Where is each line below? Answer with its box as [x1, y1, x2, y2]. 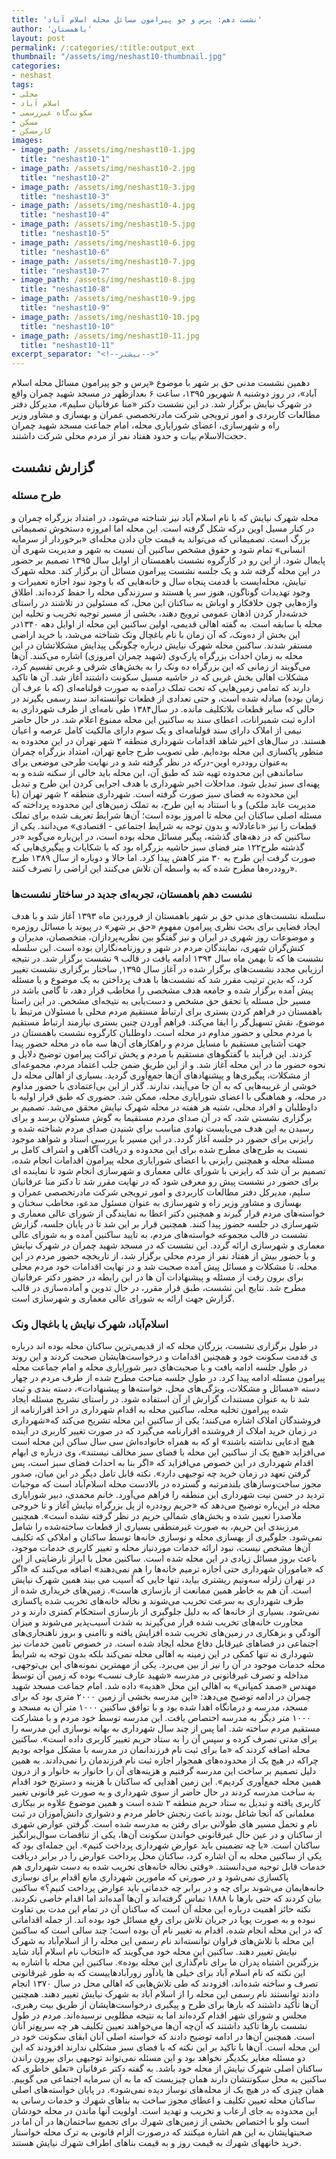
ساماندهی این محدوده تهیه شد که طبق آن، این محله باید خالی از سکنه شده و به [11, 766, 304, 778]
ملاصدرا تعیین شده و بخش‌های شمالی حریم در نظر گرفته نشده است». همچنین [11, 1510, 303, 1522]
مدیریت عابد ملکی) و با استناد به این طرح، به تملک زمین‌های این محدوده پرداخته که [11, 798, 316, 810]
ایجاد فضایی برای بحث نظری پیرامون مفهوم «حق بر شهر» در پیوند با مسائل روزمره [11, 921, 321, 933]
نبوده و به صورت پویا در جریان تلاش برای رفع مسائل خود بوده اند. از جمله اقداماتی [11, 1914, 316, 1926]
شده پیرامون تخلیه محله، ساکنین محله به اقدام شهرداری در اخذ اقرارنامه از [11, 1404, 289, 1416]
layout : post [11, 33, 66, 43]
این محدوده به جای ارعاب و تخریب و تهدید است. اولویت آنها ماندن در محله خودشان [11, 2105, 318, 2117]
